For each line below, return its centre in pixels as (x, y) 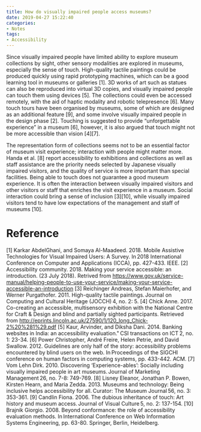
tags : (13, 34)
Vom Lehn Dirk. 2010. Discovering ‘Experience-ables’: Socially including (95, 365)
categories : (21, 23)
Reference (32, 234)
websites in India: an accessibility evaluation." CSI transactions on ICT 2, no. (100, 333)
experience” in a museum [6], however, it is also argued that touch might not (100, 127)
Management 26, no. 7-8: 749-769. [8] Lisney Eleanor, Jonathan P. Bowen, (98, 378)
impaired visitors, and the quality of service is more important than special (98, 171)
